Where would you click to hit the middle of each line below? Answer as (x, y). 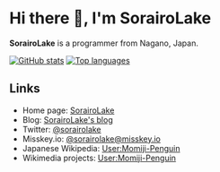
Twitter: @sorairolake (62, 129)
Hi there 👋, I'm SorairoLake (110, 18)
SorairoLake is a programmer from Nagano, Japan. (104, 43)
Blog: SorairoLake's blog (68, 119)
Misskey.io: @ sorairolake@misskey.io (92, 139)
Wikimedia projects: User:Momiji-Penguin (99, 158)
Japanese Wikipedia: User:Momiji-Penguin (101, 148)
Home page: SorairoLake (68, 110)
